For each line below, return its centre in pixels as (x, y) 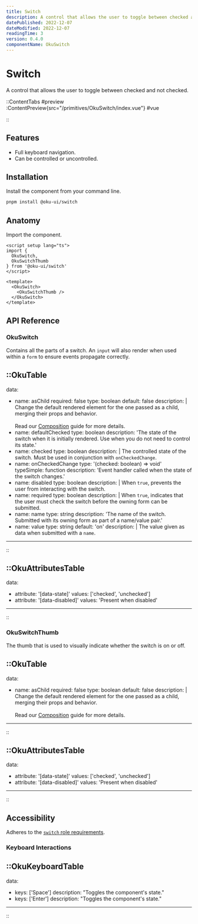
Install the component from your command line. (64, 191)
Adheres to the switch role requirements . (55, 832)
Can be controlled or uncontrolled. (56, 158)
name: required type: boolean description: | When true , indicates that (99, 495)
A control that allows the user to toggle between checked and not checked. (97, 90)
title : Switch (24, 12)
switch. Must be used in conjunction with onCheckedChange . (86, 457)
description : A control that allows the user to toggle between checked (97, 17)
